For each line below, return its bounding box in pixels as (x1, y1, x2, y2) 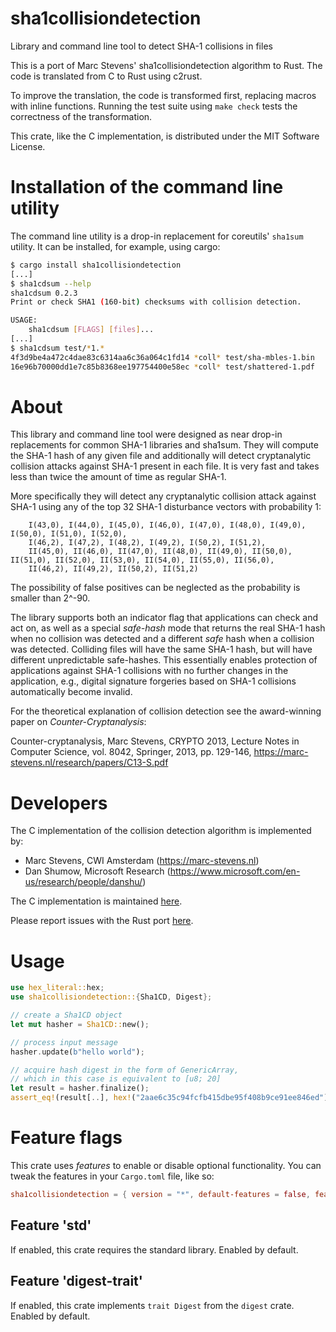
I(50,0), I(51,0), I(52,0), (10, 529, 128, 539)
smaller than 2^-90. (10, 592, 91, 604)
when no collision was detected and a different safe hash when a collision (10, 633, 315, 645)
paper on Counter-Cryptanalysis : (10, 716, 147, 728)
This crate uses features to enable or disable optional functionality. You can (10, 1160, 322, 1171)
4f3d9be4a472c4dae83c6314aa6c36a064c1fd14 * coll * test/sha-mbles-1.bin (10, 352, 315, 362)
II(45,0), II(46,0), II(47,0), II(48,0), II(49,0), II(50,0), (28, 547, 293, 557)
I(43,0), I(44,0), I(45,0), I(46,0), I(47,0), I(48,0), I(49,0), (28, 520, 307, 531)
